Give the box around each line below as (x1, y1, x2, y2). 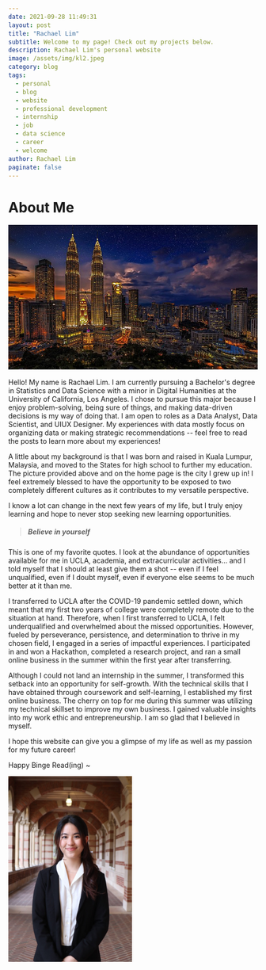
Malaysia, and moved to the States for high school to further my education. (8, 460, 253, 469)
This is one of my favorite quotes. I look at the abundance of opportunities (8, 547, 250, 556)
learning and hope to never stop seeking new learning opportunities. (8, 509, 232, 518)
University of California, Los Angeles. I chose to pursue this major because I (8, 394, 256, 403)
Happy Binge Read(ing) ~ (8, 760, 91, 770)
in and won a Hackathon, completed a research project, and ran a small (8, 647, 241, 656)
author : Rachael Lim (8, 155, 77, 162)
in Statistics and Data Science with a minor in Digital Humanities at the (8, 385, 237, 395)
